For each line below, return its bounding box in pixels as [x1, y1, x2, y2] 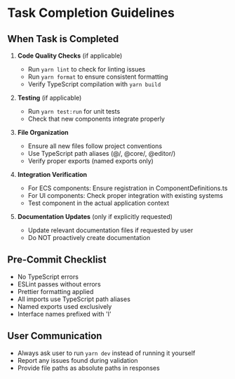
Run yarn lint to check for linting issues [27, 65, 146, 73]
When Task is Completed [7, 33, 119, 45]
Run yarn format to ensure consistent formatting [27, 72, 168, 81]
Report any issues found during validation [17, 356, 138, 364]
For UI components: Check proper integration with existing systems [27, 192, 223, 199]
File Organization [17, 128, 69, 136]
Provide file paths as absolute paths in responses [17, 364, 160, 372]
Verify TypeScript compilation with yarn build [27, 80, 161, 88]
